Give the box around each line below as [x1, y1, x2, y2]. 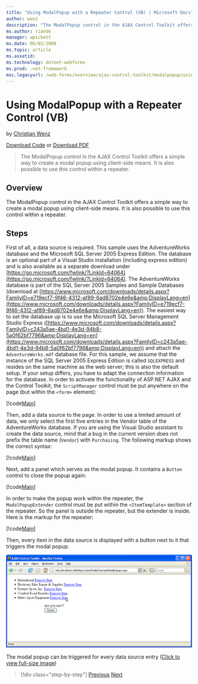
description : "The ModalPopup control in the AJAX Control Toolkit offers [6, 22, 194, 28]
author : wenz [6, 15, 38, 22]
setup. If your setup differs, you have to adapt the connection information [6, 369, 184, 377]
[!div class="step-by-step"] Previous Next [20, 671, 123, 678]
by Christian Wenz [6, 130, 51, 137]
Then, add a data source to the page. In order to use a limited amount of [6, 411, 181, 418]
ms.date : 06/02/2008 [6, 41, 57, 47]
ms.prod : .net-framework [6, 66, 67, 72]
